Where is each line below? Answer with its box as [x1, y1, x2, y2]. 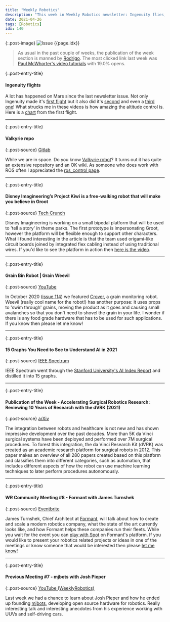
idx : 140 [5, 26, 24, 31]
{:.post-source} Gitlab [5, 147, 51, 153]
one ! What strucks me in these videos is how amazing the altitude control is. [5, 104, 164, 110]
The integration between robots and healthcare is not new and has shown [5, 425, 159, 432]
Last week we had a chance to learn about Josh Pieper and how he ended [5, 595, 160, 601]
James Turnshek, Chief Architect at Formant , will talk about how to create [5, 515, 158, 521]
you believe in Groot [5, 199, 49, 205]
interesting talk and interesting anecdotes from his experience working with [5, 605, 163, 611]
